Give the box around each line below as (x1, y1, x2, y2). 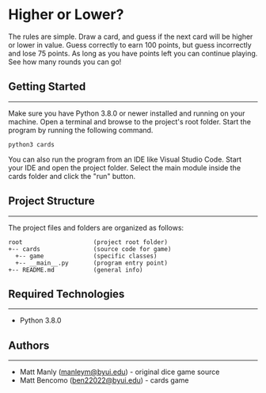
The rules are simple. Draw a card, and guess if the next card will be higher (8, 32, 253, 41)
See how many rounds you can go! (8, 57, 122, 67)
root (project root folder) (8, 238, 169, 246)
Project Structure (8, 194, 95, 208)
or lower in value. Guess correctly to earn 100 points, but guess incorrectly (8, 40, 252, 49)
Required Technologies (8, 287, 125, 300)
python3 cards (8, 140, 55, 148)
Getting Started (8, 80, 86, 93)
